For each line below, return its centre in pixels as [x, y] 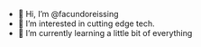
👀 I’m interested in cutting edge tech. [86, 23]
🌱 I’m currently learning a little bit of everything [105, 33]
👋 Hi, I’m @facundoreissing [68, 14]
